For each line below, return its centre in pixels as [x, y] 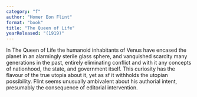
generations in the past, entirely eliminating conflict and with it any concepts [99, 63]
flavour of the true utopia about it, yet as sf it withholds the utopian [87, 75]
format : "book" [25, 22]
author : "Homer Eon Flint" [39, 17]
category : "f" [24, 11]
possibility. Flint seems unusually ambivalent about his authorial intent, [92, 81]
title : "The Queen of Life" [41, 28]
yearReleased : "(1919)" [35, 34]
